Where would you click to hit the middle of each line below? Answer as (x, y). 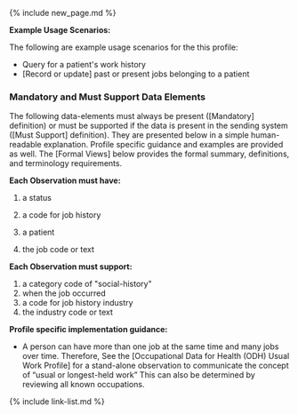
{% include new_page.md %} (63, 13)
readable (25, 145)
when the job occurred (64, 293)
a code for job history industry (77, 303)
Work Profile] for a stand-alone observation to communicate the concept (155, 366)
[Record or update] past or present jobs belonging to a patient (136, 74)
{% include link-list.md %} (57, 402)
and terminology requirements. (66, 163)
